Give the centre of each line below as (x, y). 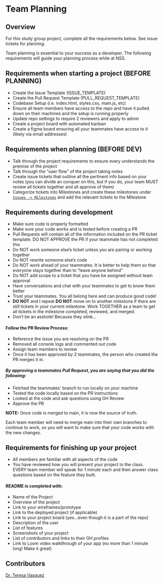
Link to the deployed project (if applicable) (55, 512)
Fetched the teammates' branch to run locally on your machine (75, 388)
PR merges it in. (28, 359)
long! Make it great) (32, 548)
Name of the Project (33, 497)
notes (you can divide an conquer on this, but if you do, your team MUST (85, 182)
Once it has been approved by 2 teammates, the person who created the (85, 354)
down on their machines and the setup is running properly (71, 113)
